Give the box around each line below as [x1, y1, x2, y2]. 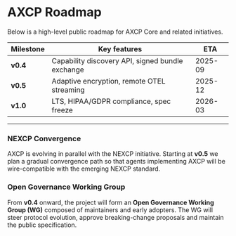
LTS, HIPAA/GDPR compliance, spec [51, 96, 171, 106]
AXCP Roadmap [7, 4, 102, 20]
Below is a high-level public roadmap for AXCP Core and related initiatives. [7, 27, 223, 36]
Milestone [11, 44, 46, 53]
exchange [51, 65, 84, 74]
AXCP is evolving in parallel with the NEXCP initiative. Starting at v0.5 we [7, 150, 219, 158]
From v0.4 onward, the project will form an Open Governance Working [7, 198, 214, 206]
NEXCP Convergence [7, 133, 81, 143]
